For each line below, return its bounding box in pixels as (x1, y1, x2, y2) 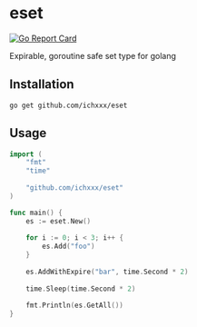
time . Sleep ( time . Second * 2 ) (25, 284, 136, 293)
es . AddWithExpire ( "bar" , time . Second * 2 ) (25, 267, 189, 276)
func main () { (9, 208, 64, 217)
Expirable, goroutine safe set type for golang (9, 50, 177, 61)
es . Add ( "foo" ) (42, 242, 95, 252)
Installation (9, 76, 74, 93)
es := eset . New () (25, 216, 92, 225)
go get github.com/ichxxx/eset (9, 101, 128, 110)
